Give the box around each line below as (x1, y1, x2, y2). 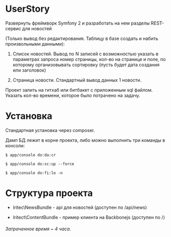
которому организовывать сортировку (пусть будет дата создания (12, 61, 160, 68)
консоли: (5, 142, 25, 148)
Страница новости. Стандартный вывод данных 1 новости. (12, 77, 142, 83)
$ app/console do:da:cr (5, 152, 56, 158)
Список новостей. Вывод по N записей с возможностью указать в (12, 51, 159, 57)
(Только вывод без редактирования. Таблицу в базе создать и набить (5, 35, 159, 41)
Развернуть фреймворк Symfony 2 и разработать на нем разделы (5, 20, 150, 26)
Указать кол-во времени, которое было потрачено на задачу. (5, 92, 141, 98)
